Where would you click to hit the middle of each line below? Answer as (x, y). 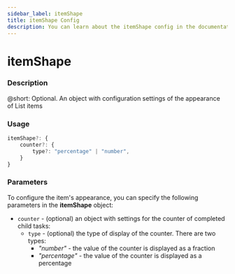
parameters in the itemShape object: (60, 205)
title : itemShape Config (43, 20)
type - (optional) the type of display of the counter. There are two (122, 233)
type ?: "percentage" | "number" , (81, 151)
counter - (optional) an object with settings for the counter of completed (121, 218)
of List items (25, 106)
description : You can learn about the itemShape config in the (101, 27)
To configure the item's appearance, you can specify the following (103, 197)
